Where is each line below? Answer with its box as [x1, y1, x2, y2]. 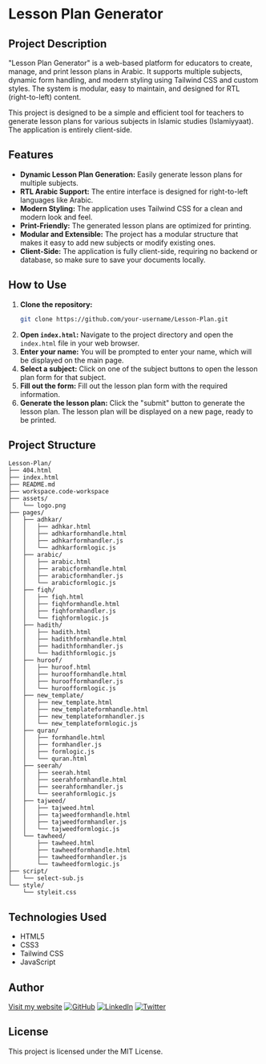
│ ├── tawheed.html [8, 839, 95, 848]
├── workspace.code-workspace [8, 488, 110, 496]
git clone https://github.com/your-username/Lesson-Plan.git [19, 315, 229, 323]
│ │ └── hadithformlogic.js [8, 649, 116, 657]
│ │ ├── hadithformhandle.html [8, 636, 127, 644]
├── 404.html [8, 467, 52, 475]
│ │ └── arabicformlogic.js [8, 579, 116, 587]
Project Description [8, 37, 107, 51]
